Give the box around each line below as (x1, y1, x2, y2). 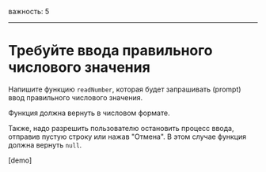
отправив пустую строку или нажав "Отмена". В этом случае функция (8, 132, 247, 141)
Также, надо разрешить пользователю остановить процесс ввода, (8, 123, 234, 133)
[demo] (8, 155, 32, 165)
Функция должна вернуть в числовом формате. (8, 108, 170, 118)
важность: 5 (8, 7, 50, 16)
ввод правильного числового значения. (8, 92, 143, 102)
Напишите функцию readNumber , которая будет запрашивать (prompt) (8, 84, 241, 94)
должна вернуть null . (8, 140, 82, 149)
